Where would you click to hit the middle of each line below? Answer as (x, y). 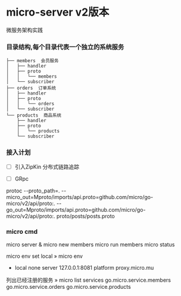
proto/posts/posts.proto (85, 216)
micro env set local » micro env (45, 256)
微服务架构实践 (24, 30)
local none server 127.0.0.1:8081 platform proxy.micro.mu (84, 267)
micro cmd (22, 231)
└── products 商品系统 (34, 115)
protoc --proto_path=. (33, 190)
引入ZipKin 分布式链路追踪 (47, 167)
